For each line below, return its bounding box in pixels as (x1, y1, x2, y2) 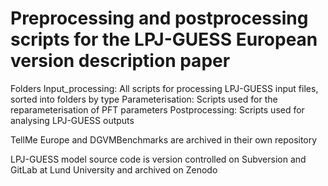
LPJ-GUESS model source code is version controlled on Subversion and (10, 153, 307, 165)
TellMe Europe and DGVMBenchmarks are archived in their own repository (10, 133, 318, 146)
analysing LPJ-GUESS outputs (10, 114, 135, 126)
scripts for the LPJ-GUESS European (10, 28, 318, 51)
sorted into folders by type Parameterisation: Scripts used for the (10, 93, 278, 105)
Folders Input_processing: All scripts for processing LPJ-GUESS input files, (10, 82, 319, 94)
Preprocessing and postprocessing (10, 7, 309, 30)
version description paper (10, 50, 231, 72)
